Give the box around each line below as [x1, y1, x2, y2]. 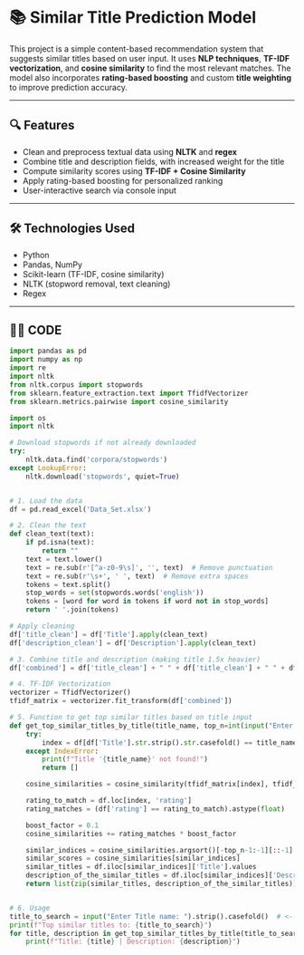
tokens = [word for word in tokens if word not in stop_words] [25, 597, 270, 606]
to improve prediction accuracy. [9, 82, 128, 92]
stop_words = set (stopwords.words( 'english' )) [25, 588, 204, 598]
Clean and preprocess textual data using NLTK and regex [22, 146, 238, 157]
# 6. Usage [9, 903, 51, 912]
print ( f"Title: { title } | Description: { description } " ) [25, 937, 242, 947]
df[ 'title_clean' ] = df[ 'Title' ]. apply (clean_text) [9, 630, 208, 639]
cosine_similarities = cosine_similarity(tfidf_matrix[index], [25, 780, 270, 789]
